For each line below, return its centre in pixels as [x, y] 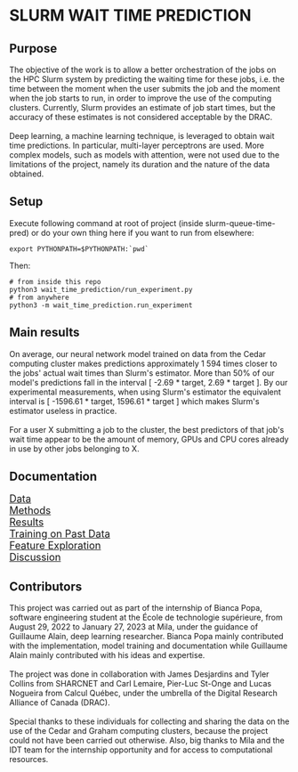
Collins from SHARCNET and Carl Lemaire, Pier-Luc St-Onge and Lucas [141, 684]
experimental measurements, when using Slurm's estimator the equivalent [145, 392]
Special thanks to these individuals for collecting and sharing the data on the [149, 721]
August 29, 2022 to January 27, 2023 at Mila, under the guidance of [134, 627]
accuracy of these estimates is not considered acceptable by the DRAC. [141, 117]
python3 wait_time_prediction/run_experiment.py [101, 289]
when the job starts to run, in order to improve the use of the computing [141, 98]
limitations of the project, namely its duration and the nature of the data [140, 164]
